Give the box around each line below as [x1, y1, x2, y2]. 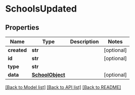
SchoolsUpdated [5, 3, 77, 15]
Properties [5, 23, 39, 32]
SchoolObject [31, 71, 66, 78]
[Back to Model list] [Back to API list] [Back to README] [5, 84, 121, 90]
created [8, 46, 27, 54]
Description [70, 38, 99, 45]
